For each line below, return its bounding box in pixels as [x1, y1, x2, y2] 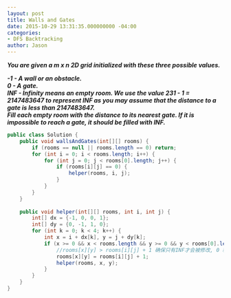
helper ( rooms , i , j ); [68, 170, 131, 177]
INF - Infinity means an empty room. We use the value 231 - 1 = [7, 89, 190, 97]
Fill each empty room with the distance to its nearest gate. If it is [7, 111, 195, 119]
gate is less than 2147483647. [7, 104, 95, 111]
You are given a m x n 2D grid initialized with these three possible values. [7, 61, 221, 69]
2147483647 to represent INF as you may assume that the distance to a [7, 96, 217, 104]
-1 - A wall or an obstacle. [7, 74, 82, 83]
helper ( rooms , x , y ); [56, 259, 118, 266]
